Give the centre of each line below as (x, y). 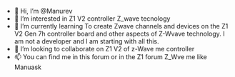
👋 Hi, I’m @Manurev (43, 11)
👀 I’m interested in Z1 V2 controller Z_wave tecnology (92, 19)
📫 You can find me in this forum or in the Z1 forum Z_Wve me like (110, 57)
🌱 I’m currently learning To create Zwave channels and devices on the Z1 (121, 26)
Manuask (27, 67)
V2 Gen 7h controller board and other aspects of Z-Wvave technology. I (119, 34)
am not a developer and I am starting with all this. (86, 41)
